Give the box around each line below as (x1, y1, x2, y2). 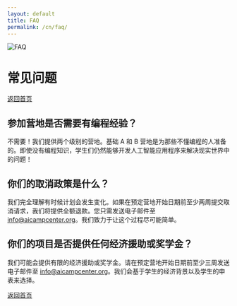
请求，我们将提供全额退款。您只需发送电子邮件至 (13, 206, 156, 215)
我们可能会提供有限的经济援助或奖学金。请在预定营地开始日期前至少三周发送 (7, 258, 230, 266)
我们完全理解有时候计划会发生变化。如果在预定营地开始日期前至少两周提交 (7, 197, 224, 206)
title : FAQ (7, 17, 39, 24)
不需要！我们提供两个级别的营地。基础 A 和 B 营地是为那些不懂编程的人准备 (7, 137, 227, 146)
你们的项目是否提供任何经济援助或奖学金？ (7, 238, 193, 250)
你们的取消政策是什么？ (7, 177, 109, 189)
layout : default (7, 10, 55, 18)
